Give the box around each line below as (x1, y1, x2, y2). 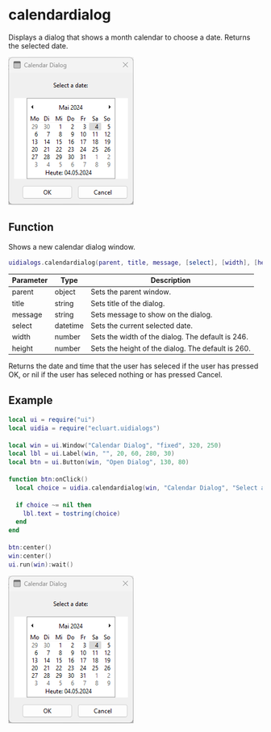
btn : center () (8, 544, 52, 552)
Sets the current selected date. (90, 321, 194, 330)
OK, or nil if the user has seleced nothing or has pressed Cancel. (8, 370, 223, 380)
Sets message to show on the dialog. (90, 309, 213, 319)
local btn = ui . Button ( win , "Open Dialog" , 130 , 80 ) (8, 458, 190, 466)
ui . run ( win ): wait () (8, 560, 74, 569)
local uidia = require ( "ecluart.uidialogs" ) (8, 424, 161, 432)
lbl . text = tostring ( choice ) (23, 509, 121, 518)
